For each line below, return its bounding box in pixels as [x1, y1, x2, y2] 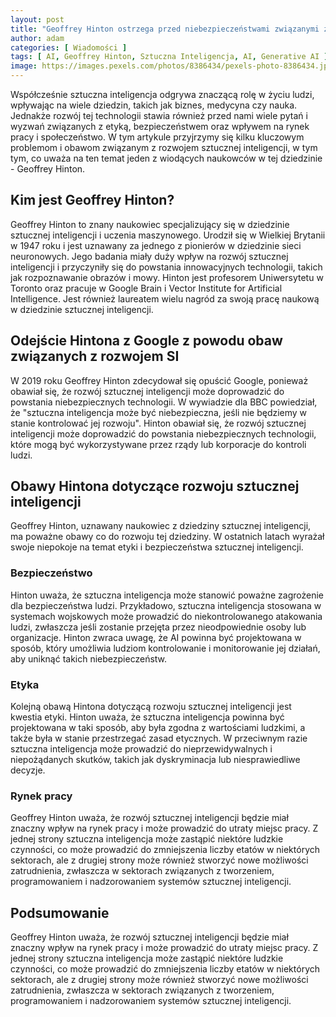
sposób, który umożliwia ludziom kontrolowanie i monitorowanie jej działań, [10, 642, 321, 654]
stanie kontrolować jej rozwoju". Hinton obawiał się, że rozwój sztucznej [10, 417, 307, 429]
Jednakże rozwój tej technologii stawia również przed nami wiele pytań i [10, 110, 308, 121]
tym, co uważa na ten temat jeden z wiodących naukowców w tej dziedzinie [10, 152, 323, 164]
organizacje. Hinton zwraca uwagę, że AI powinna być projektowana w [10, 631, 302, 643]
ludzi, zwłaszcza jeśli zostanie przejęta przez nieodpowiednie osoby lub [10, 621, 307, 633]
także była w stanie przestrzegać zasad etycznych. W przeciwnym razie [10, 732, 308, 745]
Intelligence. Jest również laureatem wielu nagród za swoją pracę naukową [10, 292, 320, 305]
